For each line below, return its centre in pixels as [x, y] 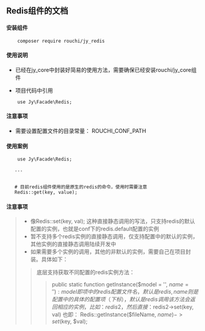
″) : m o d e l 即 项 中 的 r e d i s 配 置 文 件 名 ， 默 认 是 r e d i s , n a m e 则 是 [125, 292]
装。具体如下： [49, 259]
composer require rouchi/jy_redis [61, 41]
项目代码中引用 [34, 90]
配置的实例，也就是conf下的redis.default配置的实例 [95, 229]
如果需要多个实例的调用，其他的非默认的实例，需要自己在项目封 [110, 252]
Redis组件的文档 [37, 11]
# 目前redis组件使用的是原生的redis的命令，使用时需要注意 [81, 187]
